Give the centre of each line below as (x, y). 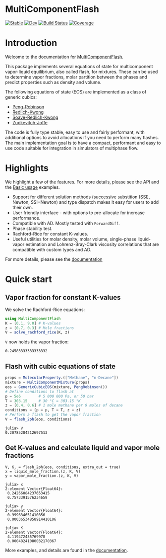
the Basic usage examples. (33, 187)
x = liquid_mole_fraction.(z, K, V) (43, 471)
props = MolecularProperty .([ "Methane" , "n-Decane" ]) (62, 378)
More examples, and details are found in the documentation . (67, 550)
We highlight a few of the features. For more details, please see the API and (82, 182)
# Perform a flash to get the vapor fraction (53, 415)
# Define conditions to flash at (40, 392)
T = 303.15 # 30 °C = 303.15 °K (43, 401)
